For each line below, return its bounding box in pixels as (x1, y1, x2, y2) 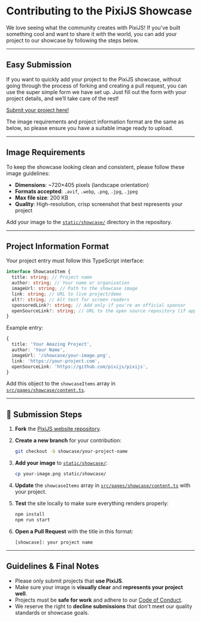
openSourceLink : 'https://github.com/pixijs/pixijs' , (11, 364, 148, 370)
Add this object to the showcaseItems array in (6, 380, 115, 387)
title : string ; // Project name (11, 274, 93, 280)
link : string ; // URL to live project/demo (11, 291, 121, 297)
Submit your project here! (6, 106, 69, 113)
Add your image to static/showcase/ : (14, 460, 108, 467)
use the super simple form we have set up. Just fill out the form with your (6, 88, 187, 95)
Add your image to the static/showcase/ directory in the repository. (6, 218, 172, 225)
